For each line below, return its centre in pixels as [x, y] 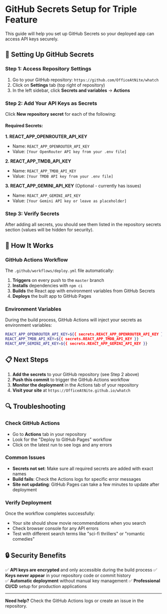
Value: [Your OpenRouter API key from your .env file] [69, 152]
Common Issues [25, 457]
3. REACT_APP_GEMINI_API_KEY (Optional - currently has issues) [73, 186]
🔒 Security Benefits [36, 555]
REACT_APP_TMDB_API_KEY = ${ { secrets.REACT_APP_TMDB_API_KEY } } [72, 339]
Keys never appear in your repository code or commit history [68, 575]
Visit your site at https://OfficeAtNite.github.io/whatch [71, 390]
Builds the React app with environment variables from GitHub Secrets [83, 291]
